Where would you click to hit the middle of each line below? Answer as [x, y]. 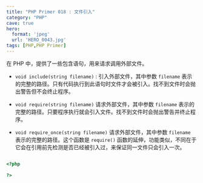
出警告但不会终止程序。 [44, 91]
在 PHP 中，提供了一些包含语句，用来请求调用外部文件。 [77, 63]
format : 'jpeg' [31, 34]
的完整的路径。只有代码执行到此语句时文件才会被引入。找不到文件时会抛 [105, 84]
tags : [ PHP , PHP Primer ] [36, 46]
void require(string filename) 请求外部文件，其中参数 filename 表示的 [105, 104]
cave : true [20, 23]
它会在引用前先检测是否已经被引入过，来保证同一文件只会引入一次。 [100, 147]
